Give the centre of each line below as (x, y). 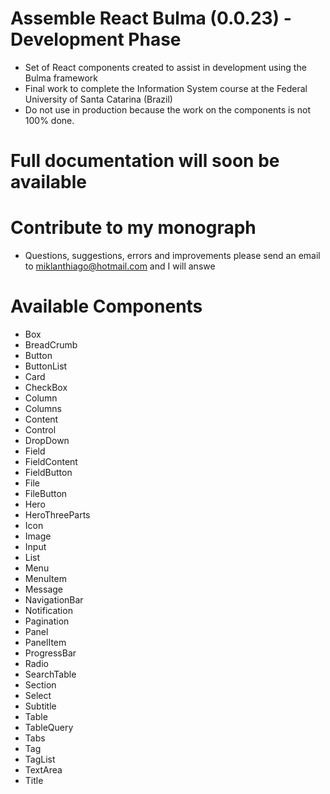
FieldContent (51, 461)
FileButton (46, 493)
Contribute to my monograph (133, 228)
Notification (48, 610)
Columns (43, 408)
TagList (40, 759)
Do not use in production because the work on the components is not (167, 109)
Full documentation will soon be (145, 161)
